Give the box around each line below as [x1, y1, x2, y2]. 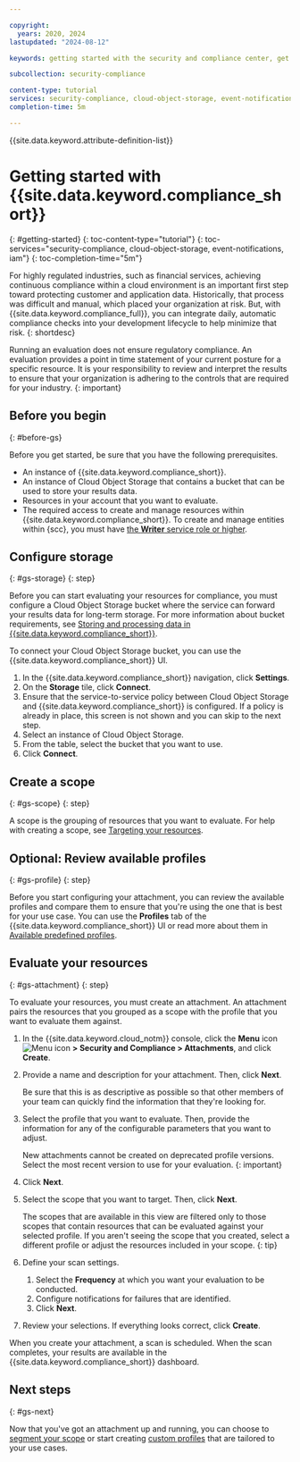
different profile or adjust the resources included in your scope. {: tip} [21, 1239, 279, 1250]
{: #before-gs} [9, 432, 62, 442]
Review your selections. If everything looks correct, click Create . [21, 1320, 261, 1331]
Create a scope [9, 774, 96, 789]
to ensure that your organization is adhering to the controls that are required [9, 373, 289, 383]
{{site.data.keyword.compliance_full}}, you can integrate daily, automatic [9, 307, 277, 318]
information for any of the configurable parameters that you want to [21, 1122, 271, 1133]
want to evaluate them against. [9, 1015, 122, 1026]
